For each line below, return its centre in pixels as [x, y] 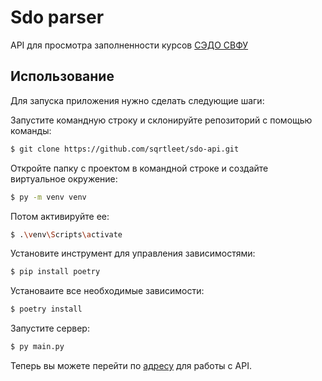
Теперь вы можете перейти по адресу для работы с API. [131, 365]
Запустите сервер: [50, 328]
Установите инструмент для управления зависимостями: [133, 253]
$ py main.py [37, 347]
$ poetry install [46, 309]
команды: [31, 130]
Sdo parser [57, 17]
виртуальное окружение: [64, 178]
